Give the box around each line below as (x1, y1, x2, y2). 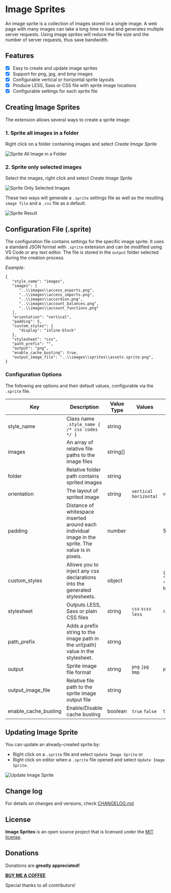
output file (66, 696, 91, 703)
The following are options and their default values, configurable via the (5, 382, 154, 388)
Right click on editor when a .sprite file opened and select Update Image (12, 757, 165, 763)
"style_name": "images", (12, 279, 65, 284)
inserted (66, 514, 87, 521)
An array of (66, 438, 93, 445)
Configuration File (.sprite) (5, 225, 92, 233)
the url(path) (66, 641, 97, 648)
